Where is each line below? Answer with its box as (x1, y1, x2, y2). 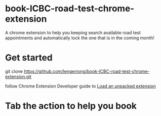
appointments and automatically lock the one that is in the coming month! (5, 35, 155, 41)
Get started (5, 52, 53, 63)
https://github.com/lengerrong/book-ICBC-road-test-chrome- (24, 68, 150, 74)
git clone (5, 68, 23, 74)
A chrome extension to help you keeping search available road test (5, 29, 141, 35)
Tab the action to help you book (5, 100, 137, 112)
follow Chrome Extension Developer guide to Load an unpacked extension (5, 83, 156, 89)
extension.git (5, 73, 32, 79)
